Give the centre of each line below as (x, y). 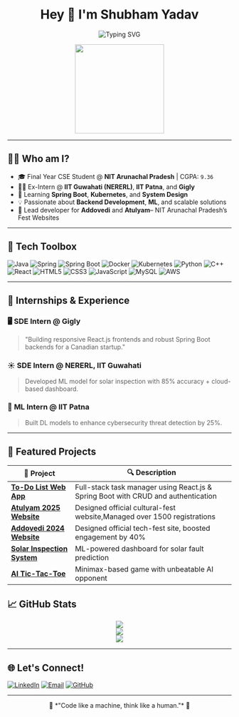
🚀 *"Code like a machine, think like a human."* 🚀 (119, 706)
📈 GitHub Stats (42, 605)
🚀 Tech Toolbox (42, 246)
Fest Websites (38, 218)
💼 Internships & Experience (69, 300)
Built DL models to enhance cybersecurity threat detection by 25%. (123, 422)
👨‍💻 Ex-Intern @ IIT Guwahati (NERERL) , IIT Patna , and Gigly (106, 187)
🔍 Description (152, 472)
